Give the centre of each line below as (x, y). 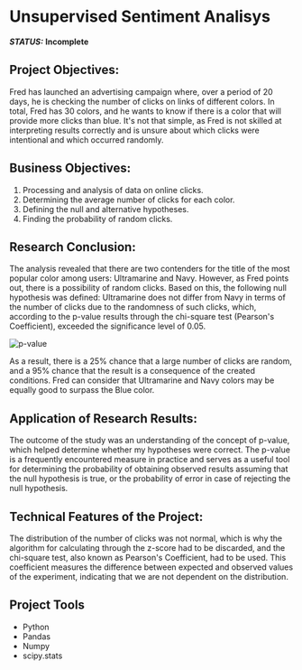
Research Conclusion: (73, 247)
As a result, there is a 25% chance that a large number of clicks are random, (151, 361)
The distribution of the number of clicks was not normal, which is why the (146, 538)
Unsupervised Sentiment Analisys (140, 17)
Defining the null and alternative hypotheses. (105, 209)
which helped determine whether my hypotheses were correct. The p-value (150, 450)
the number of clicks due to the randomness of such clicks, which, (133, 307)
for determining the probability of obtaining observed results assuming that (149, 469)
